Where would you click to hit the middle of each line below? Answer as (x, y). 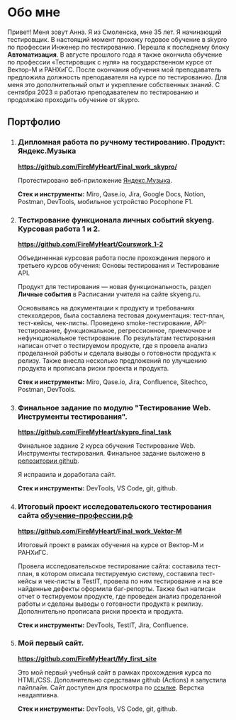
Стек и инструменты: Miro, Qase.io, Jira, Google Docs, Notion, (111, 194)
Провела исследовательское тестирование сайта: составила (111, 566)
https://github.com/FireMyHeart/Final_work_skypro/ (97, 167)
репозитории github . (48, 461)
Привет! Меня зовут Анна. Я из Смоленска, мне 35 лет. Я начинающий (114, 32)
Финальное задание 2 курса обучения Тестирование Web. (107, 446)
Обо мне (34, 12)
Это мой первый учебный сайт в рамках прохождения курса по (114, 672)
